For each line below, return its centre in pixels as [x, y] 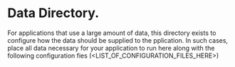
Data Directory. [53, 13]
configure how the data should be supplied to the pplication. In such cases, [118, 40]
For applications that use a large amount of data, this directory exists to [112, 33]
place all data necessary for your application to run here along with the [111, 48]
